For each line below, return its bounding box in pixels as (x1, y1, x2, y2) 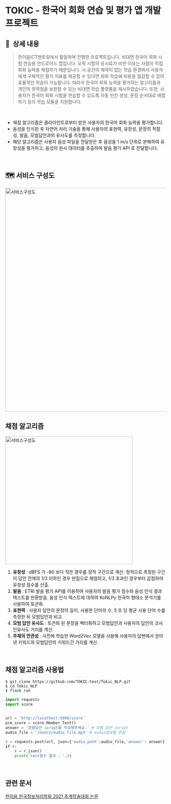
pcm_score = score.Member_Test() (5, 721, 76, 726)
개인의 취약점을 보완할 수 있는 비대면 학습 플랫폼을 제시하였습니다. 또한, (17, 86, 159, 92)
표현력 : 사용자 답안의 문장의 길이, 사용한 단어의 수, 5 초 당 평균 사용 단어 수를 (12, 607, 165, 613)
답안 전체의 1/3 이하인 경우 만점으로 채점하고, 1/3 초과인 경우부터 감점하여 (18, 575, 164, 581)
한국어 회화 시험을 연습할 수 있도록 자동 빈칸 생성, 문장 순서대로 (31, 93, 156, 98)
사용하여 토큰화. (12, 600, 44, 607)
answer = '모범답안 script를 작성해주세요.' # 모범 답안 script (5, 725, 129, 730)
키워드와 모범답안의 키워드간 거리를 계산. (18, 639, 99, 645)
